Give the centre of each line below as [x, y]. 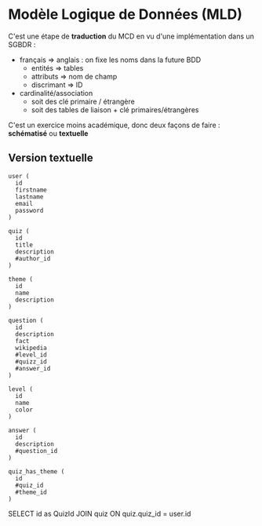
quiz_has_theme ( [36, 471]
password [29, 210]
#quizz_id [31, 362]
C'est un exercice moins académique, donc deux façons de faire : [115, 125]
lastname [29, 197]
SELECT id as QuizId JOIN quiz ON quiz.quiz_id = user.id [100, 513]
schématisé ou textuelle [48, 133]
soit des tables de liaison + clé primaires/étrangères [115, 110]
